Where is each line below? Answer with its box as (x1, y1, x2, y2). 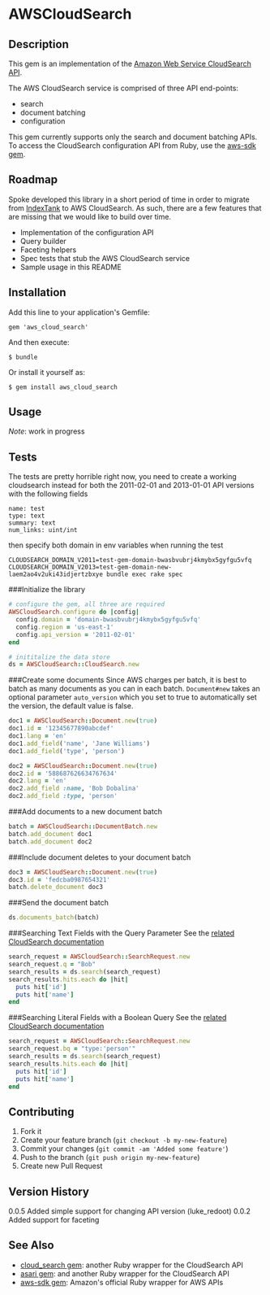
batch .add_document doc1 (8, 830, 92, 838)
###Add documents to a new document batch (8, 807, 162, 816)
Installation (8, 286, 66, 299)
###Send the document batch (8, 898, 109, 908)
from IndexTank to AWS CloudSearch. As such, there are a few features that (8, 203, 262, 212)
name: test (8, 505, 45, 513)
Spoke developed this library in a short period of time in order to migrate (8, 194, 250, 204)
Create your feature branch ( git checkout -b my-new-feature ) (19, 1136, 228, 1145)
